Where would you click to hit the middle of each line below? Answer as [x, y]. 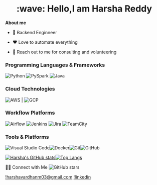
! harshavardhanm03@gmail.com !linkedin [48, 177]
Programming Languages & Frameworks [55, 65]
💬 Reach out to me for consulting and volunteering [64, 52]
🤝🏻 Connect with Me [26, 167]
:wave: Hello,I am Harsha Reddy [84, 9]
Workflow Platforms [30, 113]
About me [16, 23]
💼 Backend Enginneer [35, 32]
